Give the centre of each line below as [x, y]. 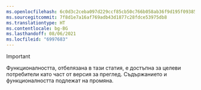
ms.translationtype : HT [36, 23]
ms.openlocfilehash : [32, 12]
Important [18, 56]
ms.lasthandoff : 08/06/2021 [41, 34]
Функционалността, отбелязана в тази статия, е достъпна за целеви [94, 68]
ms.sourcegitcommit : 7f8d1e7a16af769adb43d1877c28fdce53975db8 [87, 17]
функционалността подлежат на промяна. [60, 80]
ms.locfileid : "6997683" [37, 39]
